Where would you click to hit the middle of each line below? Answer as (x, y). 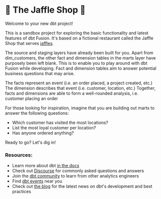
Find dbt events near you (37, 181)
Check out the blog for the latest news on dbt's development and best (82, 186)
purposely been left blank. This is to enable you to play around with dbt (76, 63)
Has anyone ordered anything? (43, 133)
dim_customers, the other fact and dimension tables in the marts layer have (80, 58)
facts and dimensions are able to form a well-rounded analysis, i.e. (72, 93)
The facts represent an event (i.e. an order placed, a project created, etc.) (79, 83)
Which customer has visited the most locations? (60, 122)
